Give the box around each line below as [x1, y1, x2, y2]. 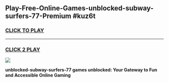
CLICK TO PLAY [5, 27, 44, 34]
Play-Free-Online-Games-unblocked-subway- [5, 4, 154, 13]
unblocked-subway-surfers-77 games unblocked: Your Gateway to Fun [5, 66, 157, 72]
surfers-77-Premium [5, 12, 71, 21]
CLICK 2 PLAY [5, 46, 40, 53]
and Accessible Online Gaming [5, 72, 71, 78]
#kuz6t [72, 12, 96, 21]
